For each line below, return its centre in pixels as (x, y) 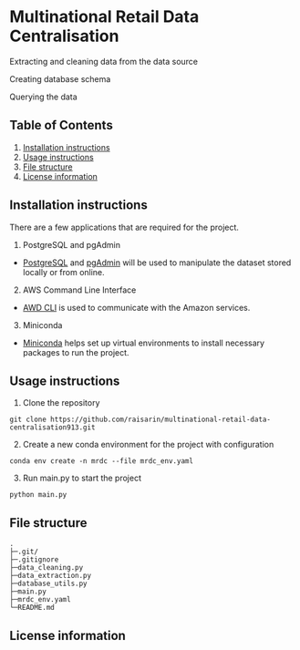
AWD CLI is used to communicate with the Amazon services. (136, 307)
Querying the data (43, 97)
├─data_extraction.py (51, 576)
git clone (28, 420)
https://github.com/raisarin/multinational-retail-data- (160, 420)
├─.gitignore (34, 560)
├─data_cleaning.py (47, 568)
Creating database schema (60, 78)
